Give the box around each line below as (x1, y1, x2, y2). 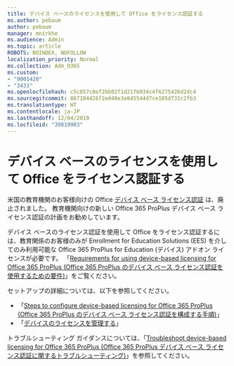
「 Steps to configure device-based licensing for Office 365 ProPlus (17, 301, 213, 310)
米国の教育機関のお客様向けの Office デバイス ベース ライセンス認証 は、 (7, 196, 218, 204)
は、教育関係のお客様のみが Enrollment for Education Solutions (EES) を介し (7, 236, 227, 245)
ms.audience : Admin (7, 36, 65, 43)
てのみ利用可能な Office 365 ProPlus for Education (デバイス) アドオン (7, 245, 211, 254)
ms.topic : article (7, 43, 61, 50)
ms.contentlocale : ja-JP (7, 108, 80, 115)
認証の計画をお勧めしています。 (31, 213, 124, 222)
